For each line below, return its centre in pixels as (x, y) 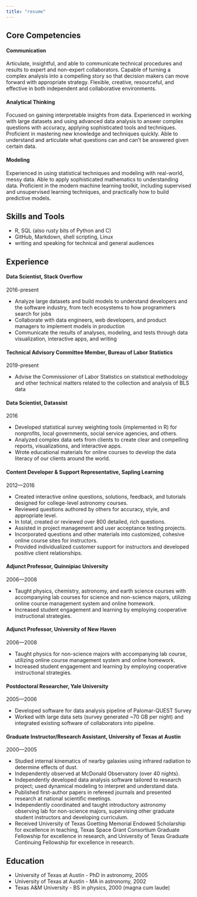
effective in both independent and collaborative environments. (81, 88)
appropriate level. (36, 515)
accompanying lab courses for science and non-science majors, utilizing (103, 597)
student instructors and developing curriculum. (71, 817)
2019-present (23, 365)
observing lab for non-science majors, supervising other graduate (94, 811)
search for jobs (33, 314)
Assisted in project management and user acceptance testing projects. (100, 528)
